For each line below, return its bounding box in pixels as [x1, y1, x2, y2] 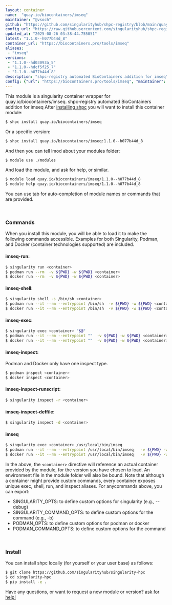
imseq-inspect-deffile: [5, 408, 55, 415]
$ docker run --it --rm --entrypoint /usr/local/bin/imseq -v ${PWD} [5, 452, 161, 457]
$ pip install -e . [5, 579, 47, 585]
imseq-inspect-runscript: [5, 386, 61, 392]
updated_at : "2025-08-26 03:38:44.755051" [5, 31, 97, 36]
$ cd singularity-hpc [5, 575, 52, 580]
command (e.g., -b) [12, 514, 54, 520]
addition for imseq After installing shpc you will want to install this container [5, 103, 165, 110]
